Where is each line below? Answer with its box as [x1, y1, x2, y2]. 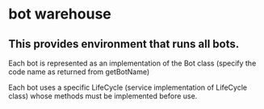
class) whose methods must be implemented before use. [8, 91, 198, 101]
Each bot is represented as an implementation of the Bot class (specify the [8, 58, 257, 68]
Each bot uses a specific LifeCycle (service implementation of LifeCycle [8, 82, 248, 92]
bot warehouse [8, 5, 111, 23]
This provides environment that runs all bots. [8, 37, 240, 51]
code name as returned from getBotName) [8, 67, 150, 77]
